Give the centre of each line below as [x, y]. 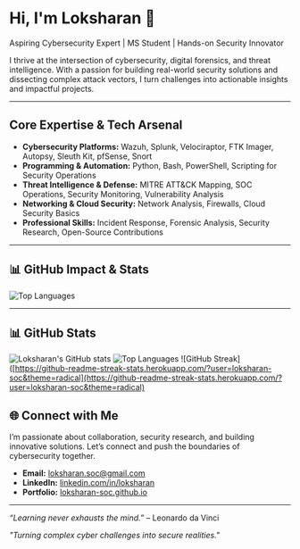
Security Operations [59, 175]
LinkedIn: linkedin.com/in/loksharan [88, 483]
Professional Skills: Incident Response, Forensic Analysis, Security [146, 222]
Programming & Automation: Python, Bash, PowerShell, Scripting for [150, 165]
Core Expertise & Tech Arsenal [96, 125]
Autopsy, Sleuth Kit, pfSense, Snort [87, 156]
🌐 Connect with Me [64, 416]
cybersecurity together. [52, 456]
